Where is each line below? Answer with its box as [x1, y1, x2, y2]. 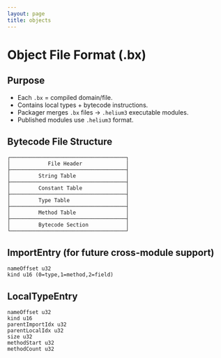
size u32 [7, 333, 33, 340]
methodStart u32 [7, 339, 54, 346]
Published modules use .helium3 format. [17, 115, 134, 124]
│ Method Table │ [7, 209, 130, 217]
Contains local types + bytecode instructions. [17, 101, 148, 109]
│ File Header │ [7, 160, 130, 168]
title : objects [7, 17, 52, 24]
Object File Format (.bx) [7, 47, 146, 63]
